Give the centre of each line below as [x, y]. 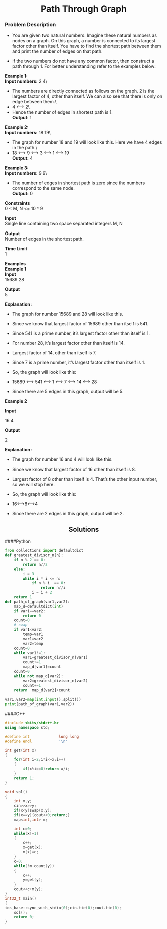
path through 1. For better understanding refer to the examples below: [84, 66]
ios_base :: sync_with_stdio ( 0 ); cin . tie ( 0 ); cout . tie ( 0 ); [63, 908]
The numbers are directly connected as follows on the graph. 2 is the [83, 91]
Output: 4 [23, 158]
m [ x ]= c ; [31, 852]
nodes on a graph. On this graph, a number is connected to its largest [84, 41]
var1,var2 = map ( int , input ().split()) [43, 700]
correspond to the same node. [43, 188]
